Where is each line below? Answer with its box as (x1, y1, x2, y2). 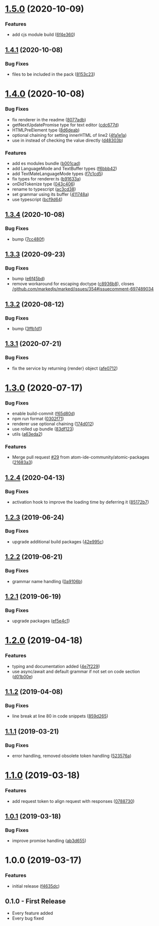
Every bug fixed (12, 915, 44, 921)
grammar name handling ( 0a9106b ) (12, 578, 83, 584)
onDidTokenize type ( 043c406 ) (12, 181, 75, 187)
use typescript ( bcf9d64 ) (12, 196, 63, 202)
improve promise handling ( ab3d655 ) (12, 838, 86, 844)
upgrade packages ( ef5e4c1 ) (12, 618, 70, 624)
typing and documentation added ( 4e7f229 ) (12, 663, 100, 669)
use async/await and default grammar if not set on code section (12, 668, 140, 674)
